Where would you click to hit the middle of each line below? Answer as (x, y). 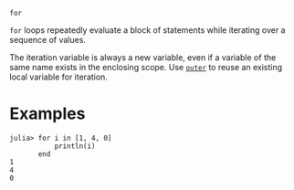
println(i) (75, 146)
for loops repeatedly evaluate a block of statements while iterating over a (147, 30)
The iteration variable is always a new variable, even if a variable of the (143, 58)
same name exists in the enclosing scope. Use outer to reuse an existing (146, 67)
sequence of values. (48, 40)
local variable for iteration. (58, 77)
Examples (47, 114)
